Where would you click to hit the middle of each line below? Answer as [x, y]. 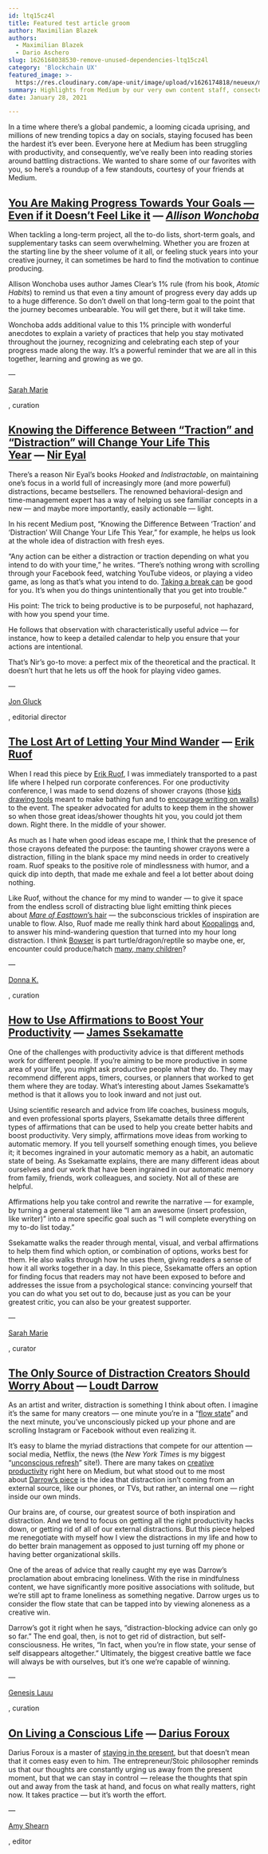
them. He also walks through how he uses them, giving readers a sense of [130, 1259]
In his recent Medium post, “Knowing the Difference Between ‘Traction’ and [132, 524]
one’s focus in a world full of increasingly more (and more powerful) [120, 483]
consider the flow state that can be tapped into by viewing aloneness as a [129, 1604]
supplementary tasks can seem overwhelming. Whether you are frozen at [129, 243]
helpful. [21, 1186]
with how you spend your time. [59, 614]
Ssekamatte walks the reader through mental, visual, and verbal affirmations [134, 1243]
